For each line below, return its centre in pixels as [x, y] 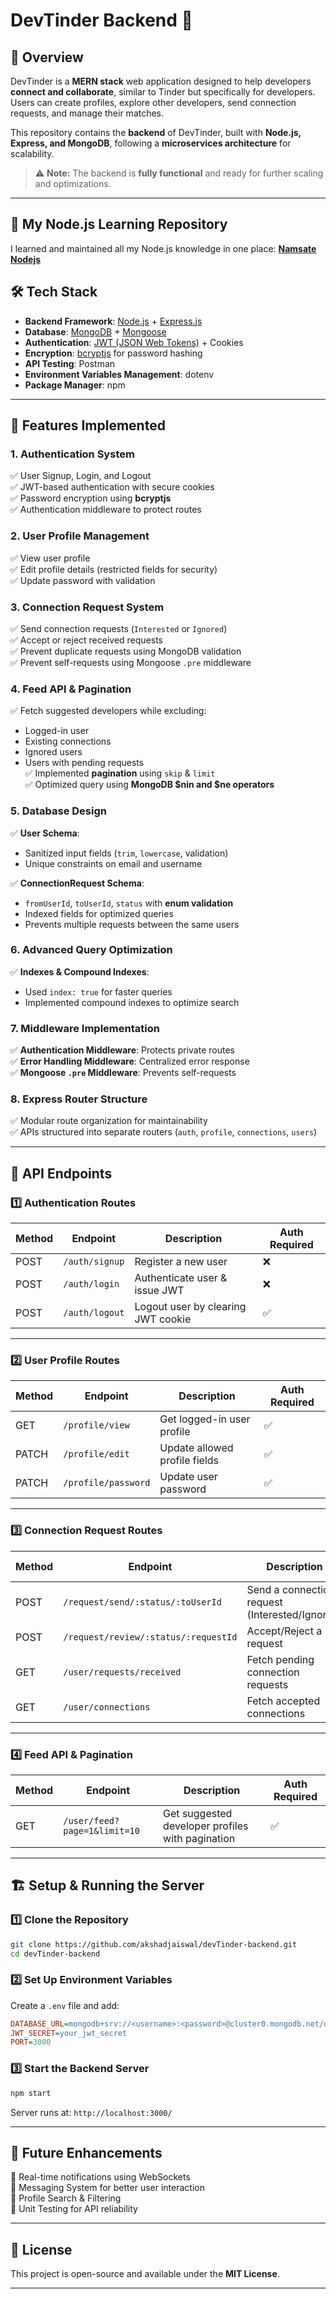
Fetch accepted [283, 1701]
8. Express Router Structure [79, 1099]
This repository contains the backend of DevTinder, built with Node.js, [156, 132]
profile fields [189, 1461]
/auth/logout [94, 1313]
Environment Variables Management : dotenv [119, 374]
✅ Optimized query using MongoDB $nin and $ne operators [149, 785]
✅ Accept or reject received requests [87, 640]
